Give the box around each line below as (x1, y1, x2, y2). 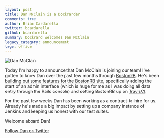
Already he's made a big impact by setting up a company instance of (5, 103, 145, 109)
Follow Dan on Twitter (5, 127, 49, 134)
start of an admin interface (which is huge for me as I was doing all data (5, 83, 151, 89)
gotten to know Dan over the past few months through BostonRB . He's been (5, 72, 159, 78)
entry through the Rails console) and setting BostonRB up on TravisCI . (5, 88, 147, 94)
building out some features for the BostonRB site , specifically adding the (5, 78, 152, 84)
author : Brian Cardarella (5, 21, 58, 26)
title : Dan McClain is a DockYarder (5, 12, 80, 17)
